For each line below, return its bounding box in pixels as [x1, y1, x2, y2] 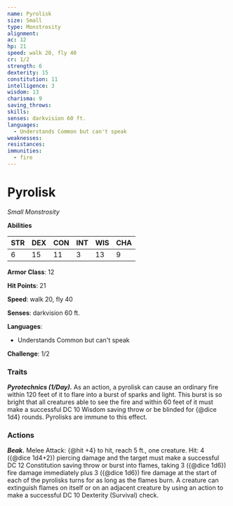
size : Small [7, 17, 42, 24]
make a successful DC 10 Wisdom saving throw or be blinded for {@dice [7, 406, 217, 414]
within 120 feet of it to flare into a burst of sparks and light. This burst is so [7, 391, 222, 399]
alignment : [7, 30, 39, 37]
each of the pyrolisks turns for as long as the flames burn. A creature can [7, 476, 219, 485]
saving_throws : [7, 102, 52, 109]
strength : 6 [7, 63, 42, 70]
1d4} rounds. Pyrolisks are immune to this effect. [7, 413, 147, 422]
